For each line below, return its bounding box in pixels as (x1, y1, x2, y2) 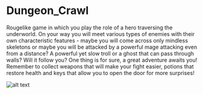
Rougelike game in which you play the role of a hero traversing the (6, 24, 173, 31)
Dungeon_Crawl (6, 4, 89, 18)
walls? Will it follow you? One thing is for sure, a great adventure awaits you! (6, 56, 198, 63)
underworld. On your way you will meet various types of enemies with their (6, 30, 195, 37)
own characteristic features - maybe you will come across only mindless (6, 37, 188, 44)
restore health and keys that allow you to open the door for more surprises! (6, 69, 195, 76)
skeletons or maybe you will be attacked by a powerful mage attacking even (6, 43, 198, 51)
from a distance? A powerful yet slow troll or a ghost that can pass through (6, 49, 194, 57)
